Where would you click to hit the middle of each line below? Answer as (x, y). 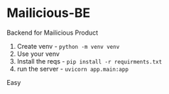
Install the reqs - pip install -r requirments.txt (89, 61)
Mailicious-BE (49, 13)
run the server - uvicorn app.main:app (73, 69)
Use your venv (38, 54)
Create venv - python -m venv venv (68, 46)
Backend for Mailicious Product (53, 33)
